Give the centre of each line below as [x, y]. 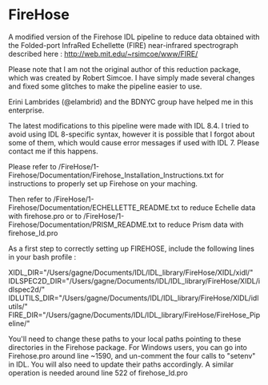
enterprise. [26, 110]
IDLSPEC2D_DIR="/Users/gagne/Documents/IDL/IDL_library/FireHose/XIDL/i [134, 280]
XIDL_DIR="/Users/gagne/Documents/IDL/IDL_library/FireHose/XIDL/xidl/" [131, 272]
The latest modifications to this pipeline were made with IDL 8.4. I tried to [129, 125]
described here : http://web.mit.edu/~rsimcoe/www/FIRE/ [103, 54]
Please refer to [33, 166]
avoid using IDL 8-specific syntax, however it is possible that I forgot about [132, 134]
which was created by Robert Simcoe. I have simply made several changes [132, 77]
